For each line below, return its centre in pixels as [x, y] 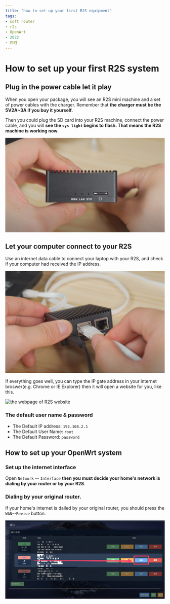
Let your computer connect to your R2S [69, 247]
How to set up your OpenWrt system [64, 453]
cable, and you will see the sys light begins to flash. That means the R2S [83, 125]
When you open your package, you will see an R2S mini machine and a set [83, 99]
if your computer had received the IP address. [53, 264]
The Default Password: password [46, 437]
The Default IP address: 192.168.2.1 [50, 426]
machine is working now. [32, 131]
